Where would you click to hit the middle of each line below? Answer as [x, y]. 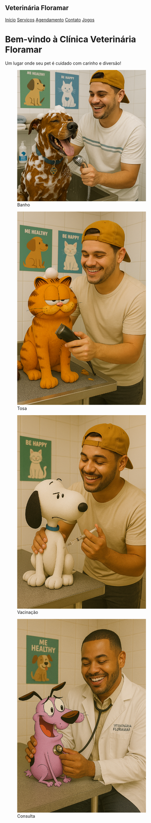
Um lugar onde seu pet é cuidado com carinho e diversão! [63, 63]
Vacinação [28, 612]
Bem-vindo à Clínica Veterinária [71, 39]
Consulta [26, 816]
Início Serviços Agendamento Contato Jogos [50, 19]
